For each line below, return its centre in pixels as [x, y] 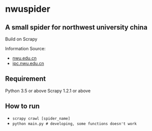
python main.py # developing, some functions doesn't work [75, 124]
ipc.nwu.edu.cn [28, 63]
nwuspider [28, 9]
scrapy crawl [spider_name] [41, 118]
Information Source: [25, 49]
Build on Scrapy [21, 39]
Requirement [25, 79]
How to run [23, 106]
